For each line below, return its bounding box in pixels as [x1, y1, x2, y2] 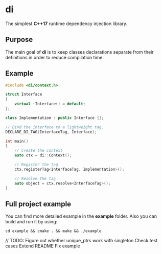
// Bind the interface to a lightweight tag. [5, 124, 104, 130]
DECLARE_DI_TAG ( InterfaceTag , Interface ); [5, 129, 97, 134]
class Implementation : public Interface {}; [5, 115, 104, 121]
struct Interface [5, 92, 42, 97]
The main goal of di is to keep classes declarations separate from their [5, 49, 154, 55]
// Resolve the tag [14, 176, 56, 181]
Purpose [5, 35, 33, 44]
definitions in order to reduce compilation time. [5, 54, 104, 60]
